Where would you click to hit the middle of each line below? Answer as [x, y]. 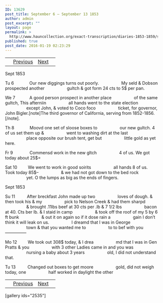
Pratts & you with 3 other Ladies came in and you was [69, 247]
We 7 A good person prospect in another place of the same [81, 97]
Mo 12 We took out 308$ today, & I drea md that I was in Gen [81, 242]
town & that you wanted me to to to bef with [81, 227]
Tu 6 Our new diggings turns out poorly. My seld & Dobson [81, 83]
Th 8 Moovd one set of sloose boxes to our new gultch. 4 [80, 127]
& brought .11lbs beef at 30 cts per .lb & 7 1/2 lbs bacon [92, 207]
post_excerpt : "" [23, 23]
